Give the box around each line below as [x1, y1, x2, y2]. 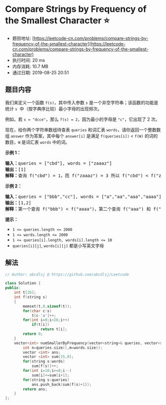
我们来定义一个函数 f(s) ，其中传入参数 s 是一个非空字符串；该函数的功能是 [5, 99, 159, 105]
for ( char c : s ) [23, 308, 52, 314]
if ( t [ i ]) [31, 322, 50, 327]
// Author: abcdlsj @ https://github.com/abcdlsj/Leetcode [5, 272, 129, 277]
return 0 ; [23, 331, 43, 337]
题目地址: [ [12, 35, 34, 41]
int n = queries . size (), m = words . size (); [23, 345, 103, 350]
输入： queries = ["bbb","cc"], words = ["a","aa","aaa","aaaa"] [5, 194, 162, 199]
